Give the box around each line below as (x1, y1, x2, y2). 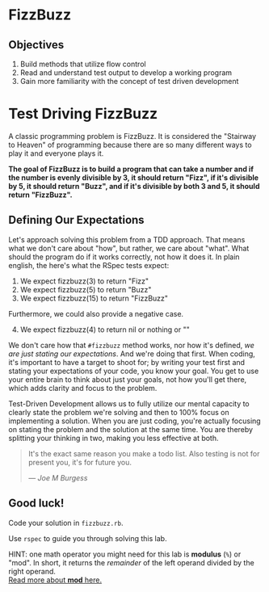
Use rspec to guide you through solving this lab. (8, 533, 167, 543)
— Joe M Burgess (27, 472, 88, 482)
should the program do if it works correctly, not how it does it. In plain (8, 252, 240, 262)
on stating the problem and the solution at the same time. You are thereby (8, 424, 253, 434)
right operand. (8, 566, 57, 576)
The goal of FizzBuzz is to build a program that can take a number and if (8, 164, 254, 174)
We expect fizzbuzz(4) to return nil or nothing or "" (19, 325, 190, 334)
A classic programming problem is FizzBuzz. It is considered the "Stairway (8, 131, 257, 141)
